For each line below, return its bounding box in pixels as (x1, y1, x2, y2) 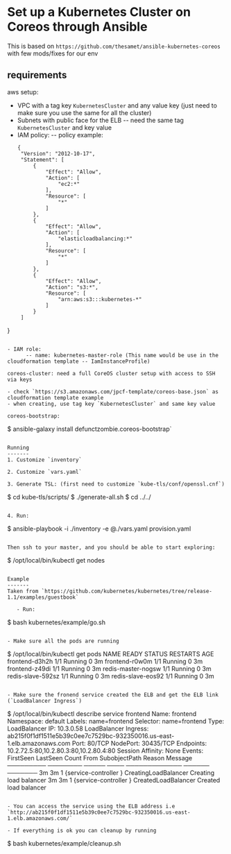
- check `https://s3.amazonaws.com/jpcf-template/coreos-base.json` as (7, 388, 219, 395)
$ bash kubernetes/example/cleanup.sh (7, 839, 121, 847)
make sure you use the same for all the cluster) (17, 108, 152, 117)
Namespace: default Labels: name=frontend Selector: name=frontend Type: (7, 717, 224, 725)
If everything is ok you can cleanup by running (13, 827, 157, 834)
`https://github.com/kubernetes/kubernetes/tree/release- (41, 588, 213, 595)
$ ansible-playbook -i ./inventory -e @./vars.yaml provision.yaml (7, 524, 191, 533)
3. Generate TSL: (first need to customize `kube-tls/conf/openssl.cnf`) (7, 480, 225, 488)
